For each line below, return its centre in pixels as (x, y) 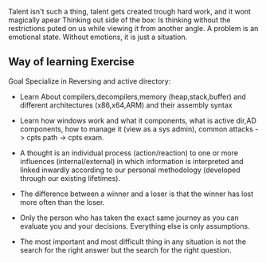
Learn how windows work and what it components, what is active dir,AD (138, 120)
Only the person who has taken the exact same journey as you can (129, 218)
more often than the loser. (62, 202)
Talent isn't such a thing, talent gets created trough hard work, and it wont (129, 12)
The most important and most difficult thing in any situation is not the (133, 241)
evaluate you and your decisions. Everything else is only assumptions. (135, 226)
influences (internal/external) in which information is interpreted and (132, 161)
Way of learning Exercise (72, 62)
